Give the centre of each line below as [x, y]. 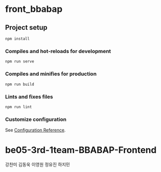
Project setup [27, 28]
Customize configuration [36, 119]
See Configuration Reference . [35, 130]
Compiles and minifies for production [51, 74]
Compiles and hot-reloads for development [58, 51]
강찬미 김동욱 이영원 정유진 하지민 [38, 165]
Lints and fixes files [29, 97]
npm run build [20, 84]
